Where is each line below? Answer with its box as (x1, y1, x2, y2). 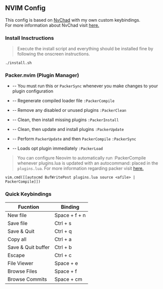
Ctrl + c (54, 252, 72, 258)
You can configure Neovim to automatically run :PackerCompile (17, 155, 146, 161)
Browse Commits (7, 276, 47, 283)
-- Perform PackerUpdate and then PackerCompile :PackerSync (12, 136, 136, 142)
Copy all (7, 236, 27, 243)
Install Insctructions (5, 34, 54, 41)
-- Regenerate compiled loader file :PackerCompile (12, 98, 115, 104)
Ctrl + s (54, 220, 71, 226)
